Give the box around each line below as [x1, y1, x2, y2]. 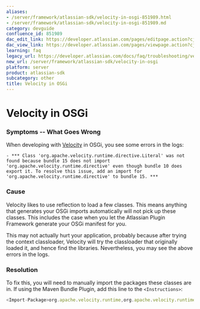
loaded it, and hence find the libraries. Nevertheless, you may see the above [6, 244, 193, 251]
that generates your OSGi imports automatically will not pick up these [6, 207, 176, 215]
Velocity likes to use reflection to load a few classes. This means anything [6, 201, 187, 208]
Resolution [6, 265, 38, 274]
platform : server [6, 64, 49, 70]
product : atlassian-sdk [6, 70, 65, 76]
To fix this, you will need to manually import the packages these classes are [6, 279, 192, 286]
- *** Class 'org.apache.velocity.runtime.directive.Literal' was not [6, 153, 185, 159]
